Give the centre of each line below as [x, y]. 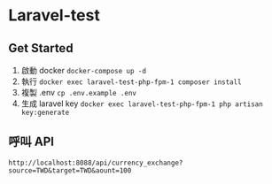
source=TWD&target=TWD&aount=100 [70, 170]
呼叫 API [31, 142]
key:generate [45, 112]
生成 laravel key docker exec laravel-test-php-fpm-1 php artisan [142, 103]
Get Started [41, 48]
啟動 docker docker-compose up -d [84, 70]
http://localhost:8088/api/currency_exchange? [96, 163]
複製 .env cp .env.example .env [78, 92]
